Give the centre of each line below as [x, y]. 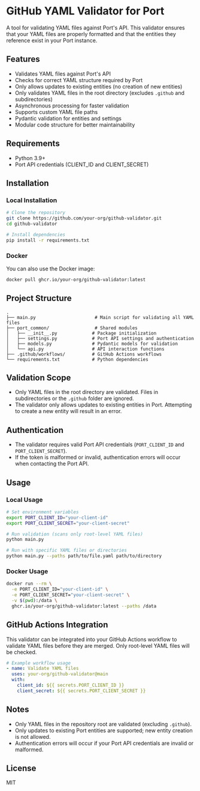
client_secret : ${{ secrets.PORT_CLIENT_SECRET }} [81, 691]
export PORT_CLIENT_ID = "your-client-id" [57, 518]
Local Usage [25, 500]
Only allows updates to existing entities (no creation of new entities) [99, 86]
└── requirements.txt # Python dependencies [77, 359]
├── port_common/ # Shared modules [72, 328]
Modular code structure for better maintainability [75, 125]
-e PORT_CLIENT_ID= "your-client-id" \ [60, 590]
